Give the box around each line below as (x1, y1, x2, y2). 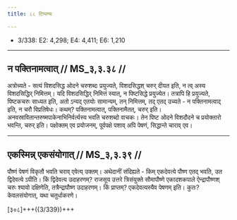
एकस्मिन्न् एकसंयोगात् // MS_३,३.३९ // (7, 149, 142, 161)
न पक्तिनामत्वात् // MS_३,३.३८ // (7, 63, 126, 75)
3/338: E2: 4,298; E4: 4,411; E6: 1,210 (17, 36, 126, 44)
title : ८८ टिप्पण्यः (7, 10, 53, 18)
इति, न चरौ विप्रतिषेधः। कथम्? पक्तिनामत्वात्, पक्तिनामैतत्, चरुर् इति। (7, 105, 162, 114)
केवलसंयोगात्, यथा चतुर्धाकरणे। (7, 191, 78, 200)
